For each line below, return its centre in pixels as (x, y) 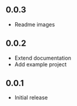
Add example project (41, 64)
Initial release (31, 98)
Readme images (35, 24)
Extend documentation (43, 58)
